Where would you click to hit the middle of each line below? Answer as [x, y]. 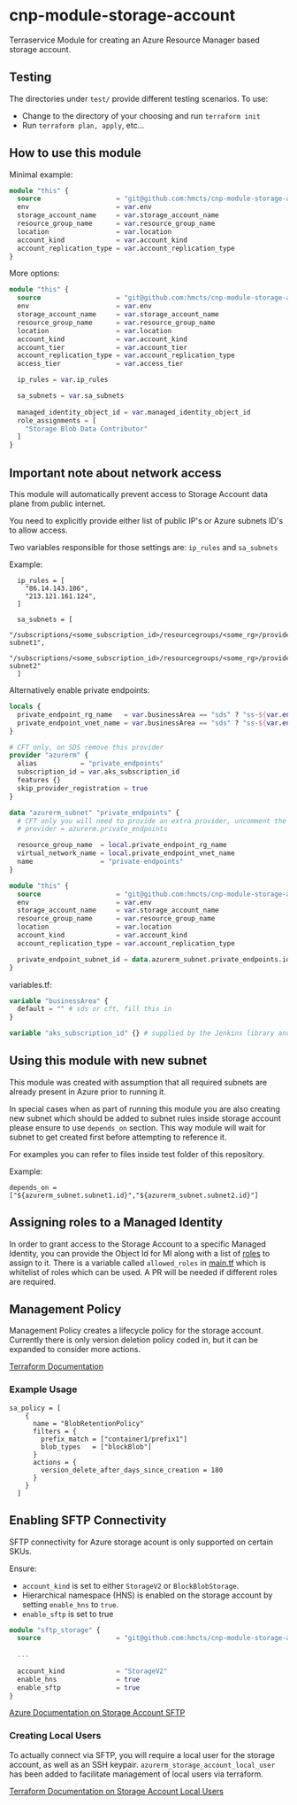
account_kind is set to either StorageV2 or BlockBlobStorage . [130, 1585]
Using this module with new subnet [108, 1061]
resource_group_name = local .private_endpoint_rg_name [122, 845]
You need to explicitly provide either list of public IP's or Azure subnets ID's [146, 521]
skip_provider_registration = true [83, 788]
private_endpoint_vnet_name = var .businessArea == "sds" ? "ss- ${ [142, 723]
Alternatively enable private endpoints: [80, 690]
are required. [33, 1281]
